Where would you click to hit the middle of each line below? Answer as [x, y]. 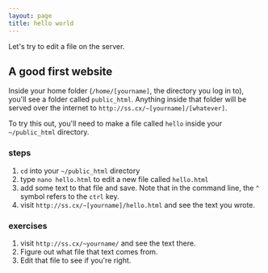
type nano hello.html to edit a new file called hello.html [114, 179]
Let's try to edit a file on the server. [67, 46]
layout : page [30, 16]
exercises [28, 225]
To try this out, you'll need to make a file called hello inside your [115, 124]
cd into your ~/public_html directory [80, 171]
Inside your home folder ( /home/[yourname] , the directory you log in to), [126, 91]
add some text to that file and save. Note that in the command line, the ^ [140, 188]
